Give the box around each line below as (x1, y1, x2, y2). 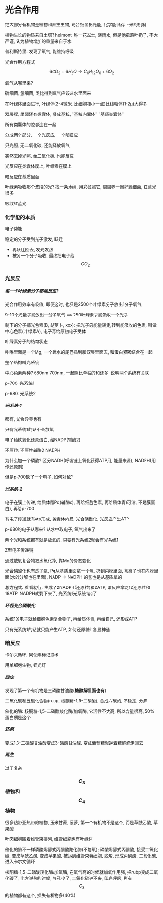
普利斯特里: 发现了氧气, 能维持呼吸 (5, 48, 74, 54)
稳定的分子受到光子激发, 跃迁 (5, 236, 63, 242)
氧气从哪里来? (5, 80, 33, 86)
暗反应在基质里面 (5, 173, 39, 179)
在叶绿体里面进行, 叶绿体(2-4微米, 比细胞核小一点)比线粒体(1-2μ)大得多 (5, 101, 147, 107)
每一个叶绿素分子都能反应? (5, 288, 59, 294)
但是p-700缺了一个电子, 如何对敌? (5, 474, 73, 480)
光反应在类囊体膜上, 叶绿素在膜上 (5, 163, 72, 169)
